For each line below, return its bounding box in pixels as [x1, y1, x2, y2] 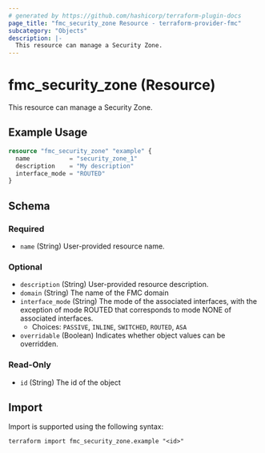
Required [8, 223, 45, 234]
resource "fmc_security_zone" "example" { [8, 147, 152, 155]
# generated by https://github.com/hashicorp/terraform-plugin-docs [8, 11, 242, 20]
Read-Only [8, 359, 52, 370]
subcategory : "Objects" [8, 26, 88, 34]
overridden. [19, 339, 58, 349]
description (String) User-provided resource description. [19, 280, 209, 289]
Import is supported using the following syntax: [8, 422, 164, 431]
